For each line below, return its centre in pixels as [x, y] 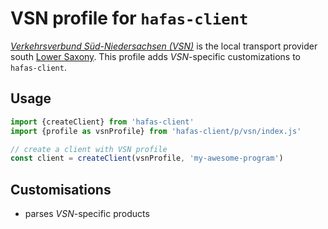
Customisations [61, 189]
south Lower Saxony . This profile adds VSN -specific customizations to [155, 56]
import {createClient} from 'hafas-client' [102, 122]
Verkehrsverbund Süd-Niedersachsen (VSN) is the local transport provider [164, 46]
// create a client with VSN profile [89, 149]
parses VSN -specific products [87, 214]
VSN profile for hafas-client [129, 18]
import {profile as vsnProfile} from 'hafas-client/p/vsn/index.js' [156, 131]
